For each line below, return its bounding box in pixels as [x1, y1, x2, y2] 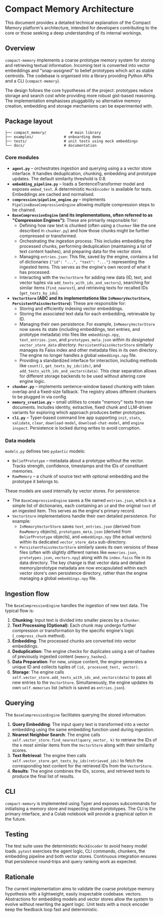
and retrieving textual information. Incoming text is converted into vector [5, 62, 150, 68]
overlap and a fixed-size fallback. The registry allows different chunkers [12, 389, 157, 394]
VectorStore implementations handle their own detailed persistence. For [12, 513, 157, 519]
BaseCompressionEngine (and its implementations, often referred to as [12, 212, 153, 218]
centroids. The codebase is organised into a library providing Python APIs [5, 72, 153, 79]
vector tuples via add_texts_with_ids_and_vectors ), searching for [19, 280, 150, 285]
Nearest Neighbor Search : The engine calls [12, 732, 101, 738]
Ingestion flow [5, 589, 50, 598]
